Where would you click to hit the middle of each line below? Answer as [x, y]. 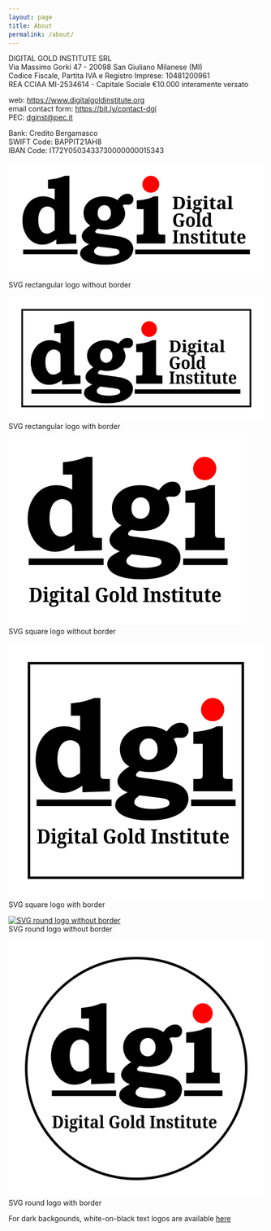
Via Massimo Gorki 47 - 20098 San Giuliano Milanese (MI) [105, 67]
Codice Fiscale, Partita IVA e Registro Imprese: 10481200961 [109, 76]
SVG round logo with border [55, 1203]
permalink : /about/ [41, 34]
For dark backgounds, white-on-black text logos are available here [120, 1218]
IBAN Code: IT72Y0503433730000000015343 [86, 151]
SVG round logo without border [60, 929]
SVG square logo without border [62, 631]
